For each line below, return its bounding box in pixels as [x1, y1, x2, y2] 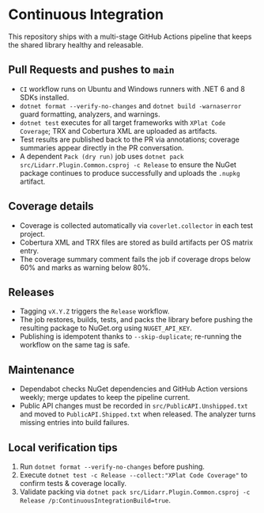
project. [19, 229, 45, 238]
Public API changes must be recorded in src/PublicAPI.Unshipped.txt [19, 401, 248, 411]
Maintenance [8, 363, 75, 377]
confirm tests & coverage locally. [19, 479, 127, 488]
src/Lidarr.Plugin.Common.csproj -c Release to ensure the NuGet [19, 160, 237, 169]
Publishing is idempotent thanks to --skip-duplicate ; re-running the [19, 332, 243, 341]
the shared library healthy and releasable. [8, 40, 144, 49]
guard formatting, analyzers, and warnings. [19, 109, 160, 119]
